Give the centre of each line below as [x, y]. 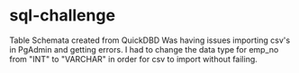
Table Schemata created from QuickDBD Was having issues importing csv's [150, 40]
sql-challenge [62, 16]
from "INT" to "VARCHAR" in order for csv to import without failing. [134, 59]
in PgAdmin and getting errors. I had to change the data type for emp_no [144, 49]
